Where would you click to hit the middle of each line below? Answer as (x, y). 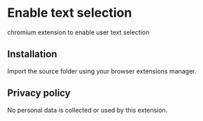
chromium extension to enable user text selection (78, 32)
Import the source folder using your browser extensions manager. (102, 71)
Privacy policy (39, 93)
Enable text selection (70, 13)
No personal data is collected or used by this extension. (87, 110)
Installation (32, 54)
